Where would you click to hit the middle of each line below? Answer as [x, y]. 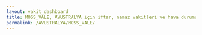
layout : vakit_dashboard [37, 12]
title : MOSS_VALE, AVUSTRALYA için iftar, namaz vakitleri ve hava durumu [102, 17]
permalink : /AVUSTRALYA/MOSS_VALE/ [51, 23]
